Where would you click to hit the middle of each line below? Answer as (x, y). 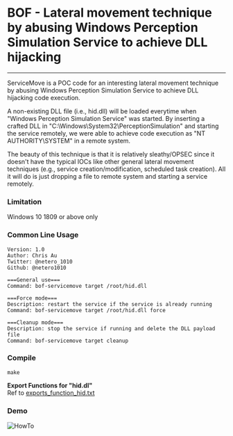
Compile (21, 358)
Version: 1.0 (26, 249)
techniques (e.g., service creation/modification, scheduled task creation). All (116, 169)
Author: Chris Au (32, 255)
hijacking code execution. (44, 97)
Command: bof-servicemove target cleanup (68, 341)
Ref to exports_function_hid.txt (51, 393)
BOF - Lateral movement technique (110, 13)
